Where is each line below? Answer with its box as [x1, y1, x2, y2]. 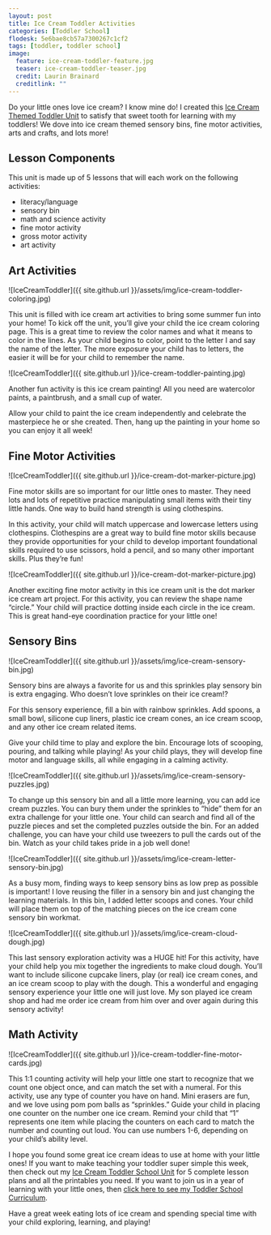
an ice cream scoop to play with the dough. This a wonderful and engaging [8, 978, 259, 988]
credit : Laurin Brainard [15, 72, 100, 80]
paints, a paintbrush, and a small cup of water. [8, 392, 163, 402]
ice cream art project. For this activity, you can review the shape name [8, 594, 243, 603]
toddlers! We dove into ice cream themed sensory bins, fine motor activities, [8, 119, 263, 129]
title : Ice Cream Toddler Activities [8, 19, 136, 28]
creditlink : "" [15, 79, 67, 88]
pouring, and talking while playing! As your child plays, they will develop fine [8, 746, 263, 756]
